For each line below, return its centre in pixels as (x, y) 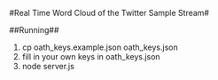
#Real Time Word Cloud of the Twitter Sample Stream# (109, 13)
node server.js (48, 66)
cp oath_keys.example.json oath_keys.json (100, 47)
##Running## (34, 30)
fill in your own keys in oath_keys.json (91, 56)
